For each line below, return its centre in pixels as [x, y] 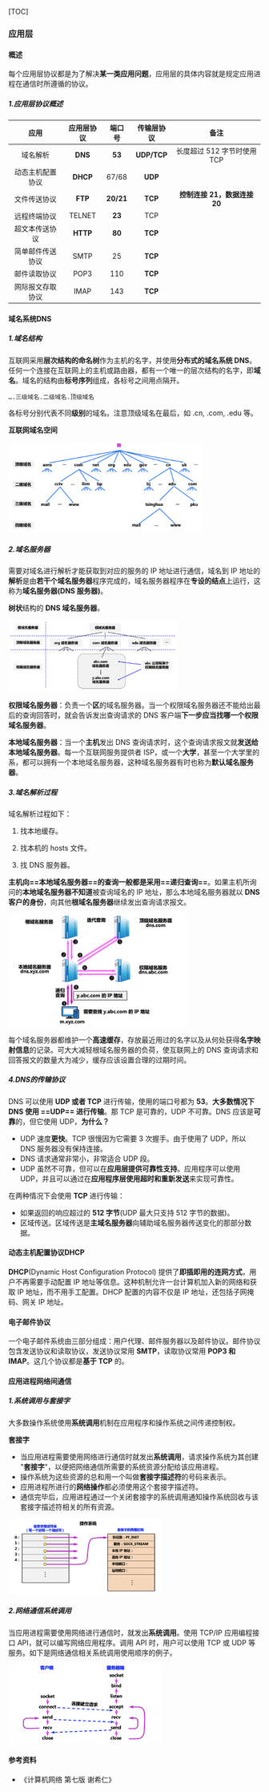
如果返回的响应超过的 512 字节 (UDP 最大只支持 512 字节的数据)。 [127, 1212]
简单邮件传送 [35, 251]
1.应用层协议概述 [36, 103]
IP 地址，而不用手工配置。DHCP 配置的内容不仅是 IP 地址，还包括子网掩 [136, 1292]
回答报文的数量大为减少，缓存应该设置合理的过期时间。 [99, 1060]
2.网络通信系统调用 [40, 1611]
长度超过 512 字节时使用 [217, 151]
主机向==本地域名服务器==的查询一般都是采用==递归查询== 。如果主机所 [129, 882]
